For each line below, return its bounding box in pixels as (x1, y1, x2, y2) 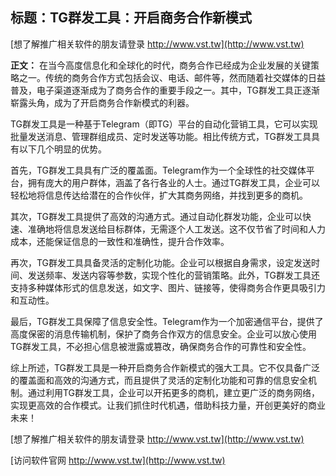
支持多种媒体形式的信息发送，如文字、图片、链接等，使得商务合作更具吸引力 (10, 281, 326, 293)
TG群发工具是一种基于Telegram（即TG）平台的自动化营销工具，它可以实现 (10, 118, 318, 130)
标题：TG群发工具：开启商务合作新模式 (10, 9, 253, 27)
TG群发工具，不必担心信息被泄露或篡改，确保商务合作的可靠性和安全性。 (10, 340, 312, 352)
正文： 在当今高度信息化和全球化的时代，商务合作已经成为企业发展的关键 (10, 59, 311, 71)
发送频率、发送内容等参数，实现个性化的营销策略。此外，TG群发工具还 (27, 269, 321, 281)
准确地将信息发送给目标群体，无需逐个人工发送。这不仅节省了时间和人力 (27, 223, 326, 235)
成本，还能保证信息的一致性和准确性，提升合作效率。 (10, 235, 230, 247)
